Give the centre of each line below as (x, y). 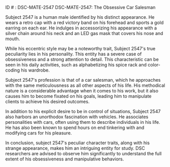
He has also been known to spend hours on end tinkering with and (75, 127)
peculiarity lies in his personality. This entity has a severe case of (74, 54)
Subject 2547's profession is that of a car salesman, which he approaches (83, 80)
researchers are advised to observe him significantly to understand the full (83, 154)
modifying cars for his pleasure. (39, 133)
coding (13, 70)
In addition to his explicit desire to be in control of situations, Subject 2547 (83, 111)
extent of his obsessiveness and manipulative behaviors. (65, 159)
